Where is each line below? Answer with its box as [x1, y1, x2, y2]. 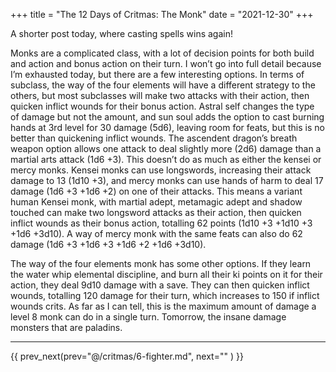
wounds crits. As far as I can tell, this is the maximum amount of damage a [10, 300, 317, 312]
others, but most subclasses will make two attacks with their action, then [10, 90, 310, 101]
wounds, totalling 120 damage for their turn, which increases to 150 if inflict [10, 290, 320, 301]
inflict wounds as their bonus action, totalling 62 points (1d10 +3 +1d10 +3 [10, 217, 313, 229]
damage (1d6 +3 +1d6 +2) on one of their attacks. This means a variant [10, 185, 303, 197]
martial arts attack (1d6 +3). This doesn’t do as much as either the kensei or [10, 154, 322, 165]
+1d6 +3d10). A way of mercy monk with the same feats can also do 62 [10, 228, 303, 239]
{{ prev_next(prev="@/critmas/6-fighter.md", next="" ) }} [10, 350, 244, 362]
